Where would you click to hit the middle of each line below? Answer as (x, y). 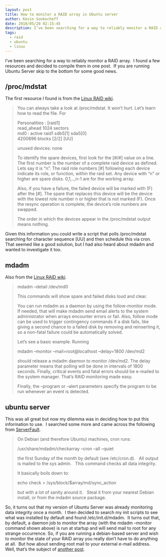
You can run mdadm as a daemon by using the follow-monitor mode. (87, 306)
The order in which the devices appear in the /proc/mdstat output (84, 219)
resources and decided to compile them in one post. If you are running (77, 66)
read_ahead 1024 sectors (43, 128)
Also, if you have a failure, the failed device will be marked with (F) (85, 188)
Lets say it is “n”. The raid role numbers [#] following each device (83, 168)
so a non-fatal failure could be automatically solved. (70, 332)
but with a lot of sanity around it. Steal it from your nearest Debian (85, 492)
